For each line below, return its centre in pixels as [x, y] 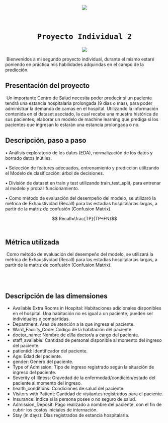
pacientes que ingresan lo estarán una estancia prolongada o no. [72, 125]
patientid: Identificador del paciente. [50, 351]
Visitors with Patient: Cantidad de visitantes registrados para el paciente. [88, 394]
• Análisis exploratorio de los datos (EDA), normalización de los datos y [79, 153]
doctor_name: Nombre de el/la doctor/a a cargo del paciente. [76, 335]
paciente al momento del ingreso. [47, 383]
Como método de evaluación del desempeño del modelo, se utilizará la [80, 254]
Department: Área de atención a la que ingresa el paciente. [73, 324]
